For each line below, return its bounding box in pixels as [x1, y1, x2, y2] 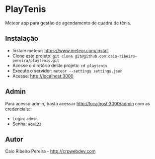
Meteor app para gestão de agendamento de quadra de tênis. [5, 20, 132, 26]
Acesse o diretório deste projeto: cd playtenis [12, 62, 108, 68]
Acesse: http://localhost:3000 [12, 73, 74, 79]
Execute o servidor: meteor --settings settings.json [12, 68, 123, 74]
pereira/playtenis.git [12, 58, 60, 63]
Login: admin [12, 115, 38, 121]
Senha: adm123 [12, 121, 42, 127]
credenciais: [5, 106, 31, 112]
